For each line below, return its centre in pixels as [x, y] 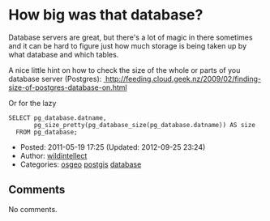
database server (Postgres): [55, 79]
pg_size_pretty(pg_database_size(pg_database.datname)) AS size [144, 125]
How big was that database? [106, 15]
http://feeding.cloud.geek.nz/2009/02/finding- [183, 79]
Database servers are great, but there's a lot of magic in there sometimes [131, 37]
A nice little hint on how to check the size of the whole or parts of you [124, 70]
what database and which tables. [64, 54]
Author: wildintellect [54, 155]
